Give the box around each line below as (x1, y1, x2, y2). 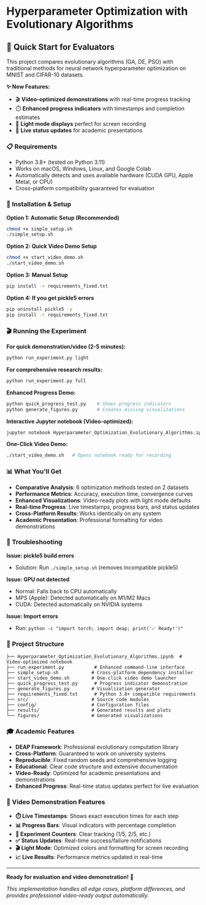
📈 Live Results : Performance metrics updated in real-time (15, 853, 163, 860)
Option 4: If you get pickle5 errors (6, 294, 94, 301)
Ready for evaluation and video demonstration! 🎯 (6, 873, 134, 880)
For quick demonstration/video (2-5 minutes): (6, 343, 126, 350)
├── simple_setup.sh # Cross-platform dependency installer (6, 670, 193, 676)
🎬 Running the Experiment (6, 326, 87, 335)
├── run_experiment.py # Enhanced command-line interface (6, 664, 185, 671)
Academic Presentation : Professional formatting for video (15, 516, 163, 523)
